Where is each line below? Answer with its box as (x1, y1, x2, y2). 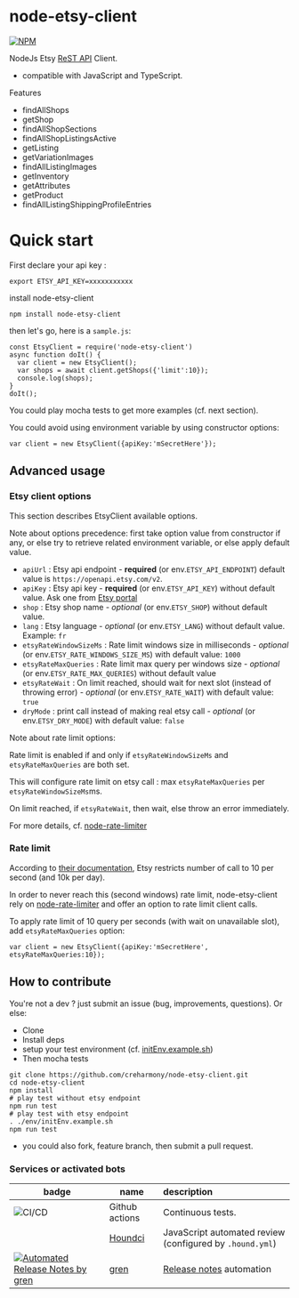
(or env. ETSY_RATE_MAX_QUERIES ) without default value (21, 667, 216, 678)
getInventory (21, 171, 69, 181)
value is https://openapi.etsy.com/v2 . (21, 573, 163, 584)
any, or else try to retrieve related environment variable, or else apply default (9, 536, 290, 548)
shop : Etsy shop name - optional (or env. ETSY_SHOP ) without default (21, 601, 268, 612)
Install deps (21, 1034, 65, 1044)
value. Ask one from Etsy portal (21, 592, 138, 602)
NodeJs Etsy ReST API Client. (9, 52, 118, 63)
